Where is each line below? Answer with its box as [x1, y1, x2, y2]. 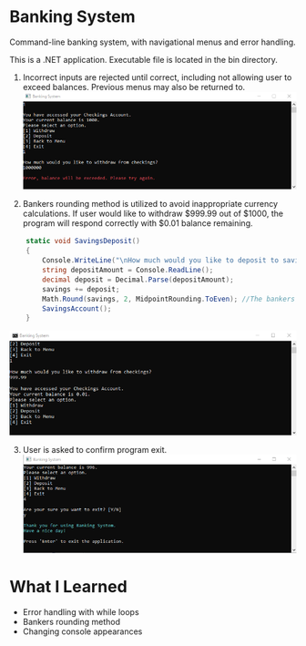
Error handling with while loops [22, 606, 139, 617]
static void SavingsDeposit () [25, 237, 141, 246]
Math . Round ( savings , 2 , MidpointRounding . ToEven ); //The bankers [42, 294, 296, 303]
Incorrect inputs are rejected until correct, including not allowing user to [22, 71, 292, 83]
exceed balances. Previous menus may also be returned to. [22, 81, 246, 92]
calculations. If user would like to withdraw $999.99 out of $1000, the [22, 208, 284, 220]
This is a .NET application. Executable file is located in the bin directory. [9, 54, 278, 65]
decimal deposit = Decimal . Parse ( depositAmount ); [42, 275, 234, 284]
